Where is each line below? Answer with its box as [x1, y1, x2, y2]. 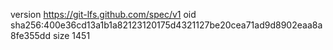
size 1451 [52, 30, 91, 41]
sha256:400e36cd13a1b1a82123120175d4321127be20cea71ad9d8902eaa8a [10, 19, 323, 31]
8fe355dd [10, 30, 51, 41]
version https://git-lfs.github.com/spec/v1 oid [10, 9, 197, 20]
